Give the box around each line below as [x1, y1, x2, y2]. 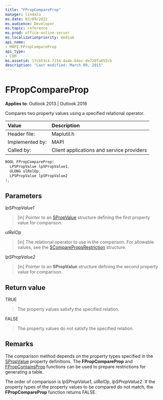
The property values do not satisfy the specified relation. [17, 325, 134, 331]
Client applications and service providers [51, 147, 148, 154]
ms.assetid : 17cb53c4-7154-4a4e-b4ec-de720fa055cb [5, 58, 112, 63]
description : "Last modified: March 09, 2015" [5, 63, 103, 68]
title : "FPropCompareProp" [5, 7, 61, 12]
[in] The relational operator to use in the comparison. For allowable [17, 239, 154, 245]
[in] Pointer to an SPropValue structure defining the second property [17, 264, 158, 270]
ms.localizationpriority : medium [5, 35, 75, 40]
